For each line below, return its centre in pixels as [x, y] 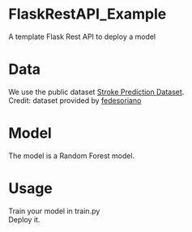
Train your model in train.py [54, 211]
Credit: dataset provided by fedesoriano [75, 100]
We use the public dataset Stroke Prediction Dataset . [96, 92]
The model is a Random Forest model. [72, 156]
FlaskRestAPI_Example [87, 14]
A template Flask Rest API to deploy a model [82, 37]
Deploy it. [24, 219]
